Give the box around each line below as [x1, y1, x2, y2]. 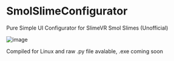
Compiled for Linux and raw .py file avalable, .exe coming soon [6, 47, 164, 55]
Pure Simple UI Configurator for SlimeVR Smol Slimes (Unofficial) [6, 24, 169, 31]
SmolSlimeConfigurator [6, 4, 128, 18]
